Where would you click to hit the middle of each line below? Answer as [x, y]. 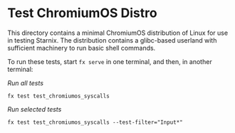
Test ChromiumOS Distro [83, 13]
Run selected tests [35, 109]
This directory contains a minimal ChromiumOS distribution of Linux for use [118, 33]
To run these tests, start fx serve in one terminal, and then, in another [110, 61]
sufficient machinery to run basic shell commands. [82, 48]
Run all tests [26, 83]
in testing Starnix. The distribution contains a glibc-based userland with [112, 40]
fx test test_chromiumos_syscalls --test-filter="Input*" [95, 122]
